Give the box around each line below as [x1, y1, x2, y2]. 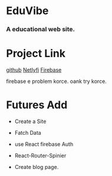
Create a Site [14, 118, 47, 125]
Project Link [6, 47, 66, 60]
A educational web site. [6, 25, 75, 34]
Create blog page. [14, 163, 59, 170]
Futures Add [6, 98, 68, 112]
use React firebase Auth [14, 140, 74, 148]
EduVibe [6, 4, 49, 18]
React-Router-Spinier [14, 152, 67, 159]
